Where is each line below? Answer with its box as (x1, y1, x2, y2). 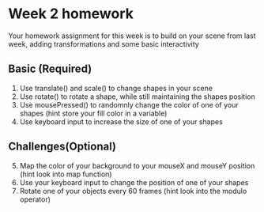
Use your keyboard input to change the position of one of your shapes (19, 177, 249, 187)
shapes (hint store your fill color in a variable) (19, 108, 168, 118)
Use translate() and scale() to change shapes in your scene (19, 83, 213, 93)
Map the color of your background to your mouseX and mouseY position (19, 161, 255, 170)
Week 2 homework (8, 5, 134, 23)
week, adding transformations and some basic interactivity (8, 39, 199, 48)
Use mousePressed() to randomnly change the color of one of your (19, 100, 239, 109)
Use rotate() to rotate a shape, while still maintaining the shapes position (19, 92, 255, 101)
